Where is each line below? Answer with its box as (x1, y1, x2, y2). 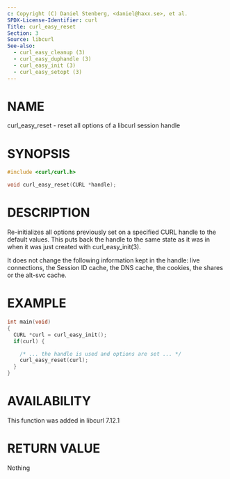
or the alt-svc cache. (7, 271, 67, 279)
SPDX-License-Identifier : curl (7, 17, 98, 24)
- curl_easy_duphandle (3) (13, 56, 92, 63)
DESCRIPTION (7, 205, 90, 221)
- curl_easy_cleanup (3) (13, 49, 85, 56)
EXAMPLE (7, 295, 67, 311)
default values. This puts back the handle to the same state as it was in (7, 235, 211, 244)
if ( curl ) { (13, 338, 45, 345)
